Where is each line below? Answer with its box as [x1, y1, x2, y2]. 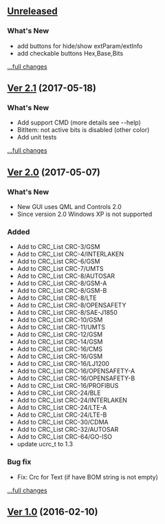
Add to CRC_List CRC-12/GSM [16, 330, 103, 339]
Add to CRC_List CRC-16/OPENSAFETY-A [16, 367, 135, 375]
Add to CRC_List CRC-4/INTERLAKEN [16, 250, 124, 259]
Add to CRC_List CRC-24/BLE [16, 389, 101, 397]
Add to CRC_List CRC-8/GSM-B [16, 287, 107, 295]
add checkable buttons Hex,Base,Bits [16, 49, 124, 57]
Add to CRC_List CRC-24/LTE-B [16, 411, 107, 419]
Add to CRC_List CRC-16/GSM [16, 352, 103, 360]
